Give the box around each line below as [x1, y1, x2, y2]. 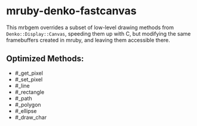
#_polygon [14, 101, 41, 108]
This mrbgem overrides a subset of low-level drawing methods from [6, 24, 174, 31]
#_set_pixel [14, 75, 43, 83]
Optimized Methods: [6, 53, 84, 64]
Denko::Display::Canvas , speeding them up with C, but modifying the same [6, 30, 191, 37]
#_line [14, 82, 30, 89]
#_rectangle [14, 88, 45, 96]
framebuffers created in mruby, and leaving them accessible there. [6, 36, 170, 43]
